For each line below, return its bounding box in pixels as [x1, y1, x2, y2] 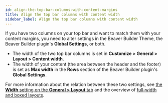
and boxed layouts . [5, 92, 45, 98]
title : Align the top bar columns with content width [5, 12, 120, 17]
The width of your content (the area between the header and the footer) [12, 61, 161, 67]
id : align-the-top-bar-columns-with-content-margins [5, 7, 118, 12]
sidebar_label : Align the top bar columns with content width [5, 16, 138, 21]
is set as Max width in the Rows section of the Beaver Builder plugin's [12, 66, 158, 72]
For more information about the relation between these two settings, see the [5, 81, 162, 87]
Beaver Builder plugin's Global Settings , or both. [5, 41, 106, 47]
